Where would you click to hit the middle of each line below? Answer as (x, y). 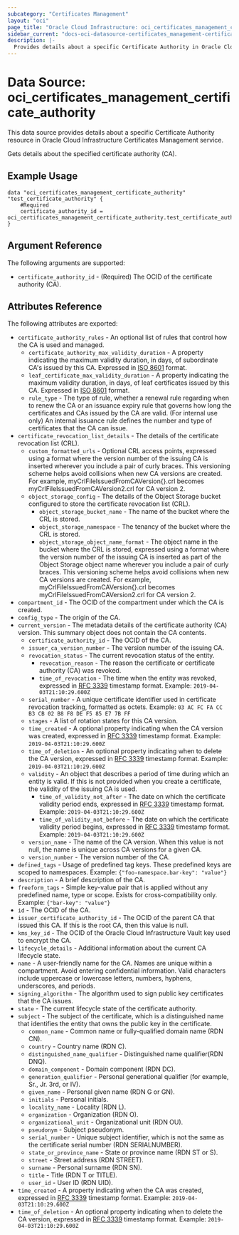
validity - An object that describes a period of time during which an (129, 774)
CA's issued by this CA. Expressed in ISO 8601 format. (107, 368)
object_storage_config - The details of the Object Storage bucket (124, 497)
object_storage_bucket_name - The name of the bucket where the (134, 512)
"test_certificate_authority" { (55, 199)
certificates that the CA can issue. (78, 428)
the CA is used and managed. (61, 345)
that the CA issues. (45, 1001)
